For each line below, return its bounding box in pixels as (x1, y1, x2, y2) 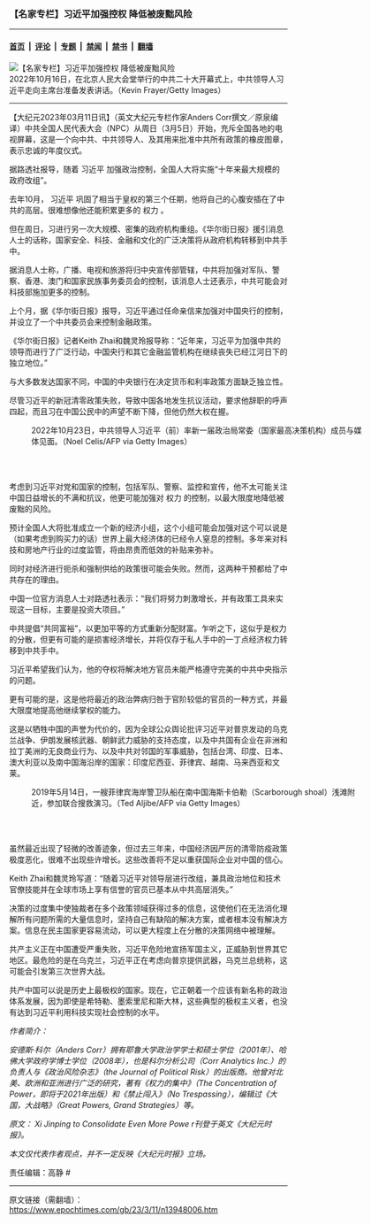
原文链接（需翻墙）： (9, 1194, 83, 1205)
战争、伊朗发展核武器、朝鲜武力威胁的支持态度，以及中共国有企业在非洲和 (16, 735, 288, 745)
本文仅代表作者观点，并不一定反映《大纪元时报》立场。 (9, 1148, 210, 1159)
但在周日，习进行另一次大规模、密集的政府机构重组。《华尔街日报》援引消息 (9, 223, 284, 234)
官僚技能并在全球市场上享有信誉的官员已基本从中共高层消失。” (9, 883, 234, 895)
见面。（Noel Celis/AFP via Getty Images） (38, 435, 193, 446)
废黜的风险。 (9, 503, 56, 514)
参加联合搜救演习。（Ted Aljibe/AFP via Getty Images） (46, 797, 246, 808)
